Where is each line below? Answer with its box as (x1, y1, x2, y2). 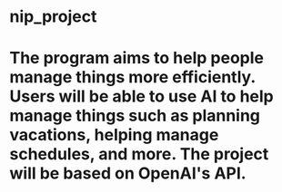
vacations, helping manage (9, 125, 219, 146)
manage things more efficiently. (9, 67, 257, 88)
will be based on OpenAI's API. (9, 163, 247, 184)
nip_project (9, 6, 97, 27)
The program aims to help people (9, 48, 265, 69)
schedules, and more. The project (9, 144, 269, 165)
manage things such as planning (9, 106, 261, 126)
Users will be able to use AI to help (9, 86, 275, 107)
